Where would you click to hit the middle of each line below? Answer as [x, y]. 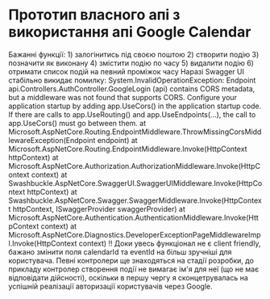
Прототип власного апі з [94, 15]
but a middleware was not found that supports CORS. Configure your [123, 97]
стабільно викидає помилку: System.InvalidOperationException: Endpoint [132, 80]
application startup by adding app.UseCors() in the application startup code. [135, 106]
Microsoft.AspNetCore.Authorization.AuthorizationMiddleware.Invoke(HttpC [134, 166]
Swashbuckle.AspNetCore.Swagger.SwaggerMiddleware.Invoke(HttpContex [135, 200]
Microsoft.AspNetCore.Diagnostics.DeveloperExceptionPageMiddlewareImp [135, 234]
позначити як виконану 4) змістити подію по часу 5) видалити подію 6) [131, 63]
